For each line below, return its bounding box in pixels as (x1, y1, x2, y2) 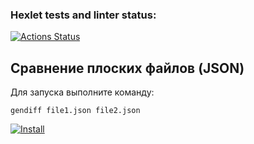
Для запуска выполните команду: (10, 86, 155, 98)
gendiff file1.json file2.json (10, 106, 141, 116)
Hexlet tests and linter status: (10, 8, 157, 22)
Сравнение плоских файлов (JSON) (10, 59, 245, 77)
